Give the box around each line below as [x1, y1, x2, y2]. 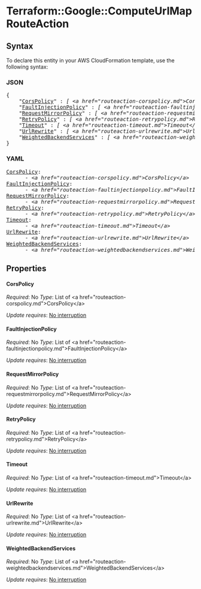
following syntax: [6, 63, 48, 70]
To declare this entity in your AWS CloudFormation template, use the [6, 57, 175, 64]
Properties [6, 263, 47, 273]
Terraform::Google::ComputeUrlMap [6, 4, 193, 18]
